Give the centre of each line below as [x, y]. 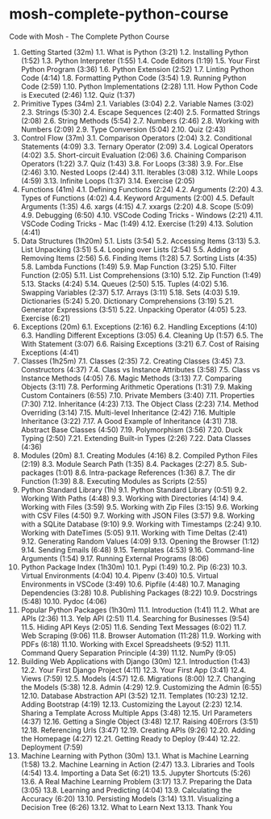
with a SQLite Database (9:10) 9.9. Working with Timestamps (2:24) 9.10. [141, 524]
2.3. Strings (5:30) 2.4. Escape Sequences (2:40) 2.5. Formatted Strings [140, 112]
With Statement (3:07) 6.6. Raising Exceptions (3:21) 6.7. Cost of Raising [140, 343]
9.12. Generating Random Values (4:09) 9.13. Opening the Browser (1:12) [140, 541]
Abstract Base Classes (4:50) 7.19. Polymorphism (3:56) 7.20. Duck [131, 430]
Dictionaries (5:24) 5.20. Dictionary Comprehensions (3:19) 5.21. [127, 300]
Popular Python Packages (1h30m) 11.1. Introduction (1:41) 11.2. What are [140, 610]
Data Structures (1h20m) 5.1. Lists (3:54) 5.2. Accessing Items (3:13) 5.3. [141, 241]
